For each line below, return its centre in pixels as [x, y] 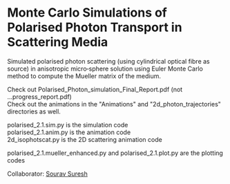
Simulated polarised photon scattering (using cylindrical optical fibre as [108, 61]
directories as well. [34, 111]
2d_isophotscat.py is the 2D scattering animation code [85, 139]
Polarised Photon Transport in [95, 27]
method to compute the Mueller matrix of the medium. [84, 76]
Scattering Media [58, 42]
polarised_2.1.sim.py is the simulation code [68, 125]
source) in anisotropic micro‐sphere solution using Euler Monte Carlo [105, 68]
